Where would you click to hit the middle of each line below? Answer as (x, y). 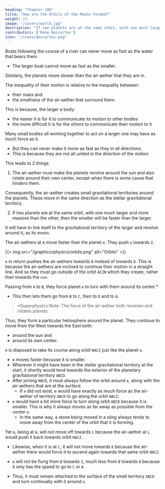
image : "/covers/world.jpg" (34, 23)
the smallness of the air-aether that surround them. (64, 99)
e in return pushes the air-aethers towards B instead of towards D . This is (78, 261)
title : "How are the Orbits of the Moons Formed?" (58, 14)
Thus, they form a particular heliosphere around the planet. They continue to (82, 320)
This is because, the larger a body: (40, 109)
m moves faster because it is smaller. (49, 359)
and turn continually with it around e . (49, 481)
